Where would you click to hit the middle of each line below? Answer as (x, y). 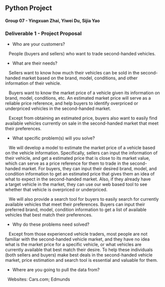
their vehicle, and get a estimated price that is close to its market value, (78, 158)
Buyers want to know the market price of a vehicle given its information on (84, 93)
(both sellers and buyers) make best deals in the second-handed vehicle (79, 255)
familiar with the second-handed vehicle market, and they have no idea (77, 239)
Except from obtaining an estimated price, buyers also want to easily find (83, 118)
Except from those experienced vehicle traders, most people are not (78, 234)
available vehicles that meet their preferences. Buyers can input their (75, 205)
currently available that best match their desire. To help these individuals (79, 250)
